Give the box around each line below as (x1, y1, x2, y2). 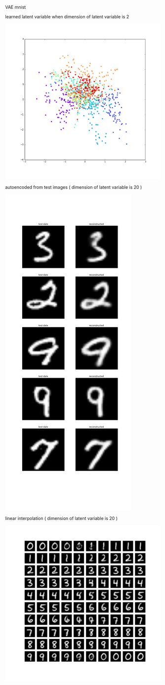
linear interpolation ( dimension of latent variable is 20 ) (5, 515, 118, 521)
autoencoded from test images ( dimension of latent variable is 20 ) (5, 184, 142, 190)
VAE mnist (5, 4, 26, 10)
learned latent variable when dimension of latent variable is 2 (5, 14, 129, 19)
